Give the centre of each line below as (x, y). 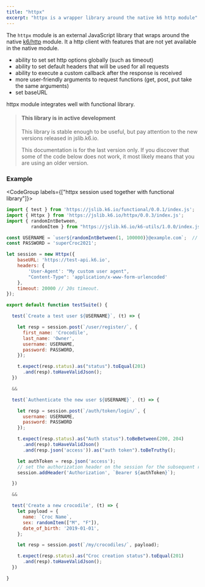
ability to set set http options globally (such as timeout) (84, 60)
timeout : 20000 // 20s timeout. (58, 288)
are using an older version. (55, 163)
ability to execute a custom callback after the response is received (98, 73)
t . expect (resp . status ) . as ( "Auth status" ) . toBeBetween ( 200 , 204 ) (101, 439)
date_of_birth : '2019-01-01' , (61, 528)
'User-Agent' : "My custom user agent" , (79, 271)
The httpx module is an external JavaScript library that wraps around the (98, 35)
